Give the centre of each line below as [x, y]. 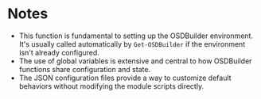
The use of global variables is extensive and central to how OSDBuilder [135, 61]
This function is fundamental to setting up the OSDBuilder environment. [136, 36]
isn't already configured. [59, 52]
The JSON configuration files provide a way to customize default [125, 78]
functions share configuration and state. [85, 69]
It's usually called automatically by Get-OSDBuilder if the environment [132, 44]
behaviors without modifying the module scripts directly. [111, 86]
